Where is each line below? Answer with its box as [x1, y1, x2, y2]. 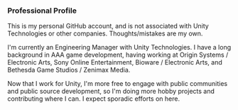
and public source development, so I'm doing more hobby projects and [7, 87, 215, 96]
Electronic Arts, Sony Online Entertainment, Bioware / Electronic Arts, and [7, 58, 222, 67]
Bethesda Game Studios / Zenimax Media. [7, 66, 131, 75]
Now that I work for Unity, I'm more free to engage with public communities [7, 79, 228, 88]
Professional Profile [7, 6, 77, 16]
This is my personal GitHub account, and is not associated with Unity [7, 22, 210, 31]
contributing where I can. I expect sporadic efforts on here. [7, 94, 180, 103]
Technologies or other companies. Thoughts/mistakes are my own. [7, 29, 203, 38]
